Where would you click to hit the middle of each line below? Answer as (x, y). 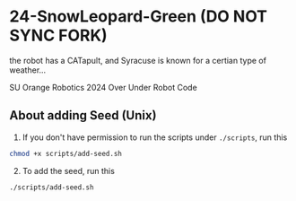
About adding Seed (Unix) (83, 115)
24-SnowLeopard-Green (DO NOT (138, 17)
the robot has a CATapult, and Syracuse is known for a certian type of (138, 60)
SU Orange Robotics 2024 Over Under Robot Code (103, 87)
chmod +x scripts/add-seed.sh (66, 153)
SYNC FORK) (58, 35)
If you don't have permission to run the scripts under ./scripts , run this (155, 137)
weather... (28, 70)
